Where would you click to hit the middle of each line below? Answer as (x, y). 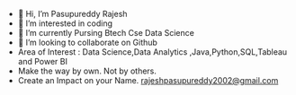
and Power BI (42, 61)
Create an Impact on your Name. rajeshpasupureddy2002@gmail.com (148, 80)
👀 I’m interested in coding (65, 23)
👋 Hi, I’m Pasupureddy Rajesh (72, 14)
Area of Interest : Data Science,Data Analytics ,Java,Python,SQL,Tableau (152, 52)
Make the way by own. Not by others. (87, 71)
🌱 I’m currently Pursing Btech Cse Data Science (106, 33)
